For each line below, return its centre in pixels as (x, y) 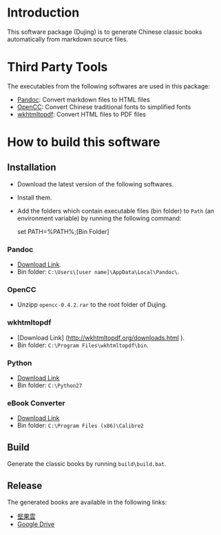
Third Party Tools (57, 67)
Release (25, 486)
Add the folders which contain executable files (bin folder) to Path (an (116, 211)
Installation (32, 167)
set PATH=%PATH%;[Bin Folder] (63, 231)
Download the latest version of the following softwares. (95, 184)
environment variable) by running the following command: (99, 218)
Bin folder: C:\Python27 (50, 385)
